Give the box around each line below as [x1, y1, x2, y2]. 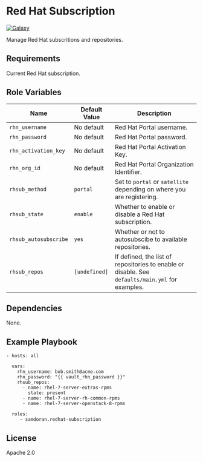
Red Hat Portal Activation [114, 142, 186, 151]
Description [137, 109, 172, 117]
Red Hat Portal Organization [114, 160, 194, 168]
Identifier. [114, 168, 142, 176]
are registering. [114, 193, 158, 201]
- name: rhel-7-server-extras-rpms [22, 384, 112, 391]
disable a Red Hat [114, 210, 165, 219]
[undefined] [74, 268, 109, 275]
